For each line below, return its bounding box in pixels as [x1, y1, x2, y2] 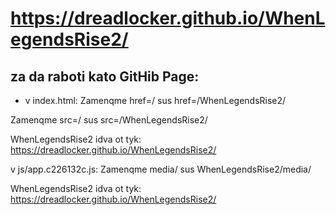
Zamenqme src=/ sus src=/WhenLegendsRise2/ [10, 114, 208, 126]
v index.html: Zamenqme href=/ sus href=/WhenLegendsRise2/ [24, 95, 287, 106]
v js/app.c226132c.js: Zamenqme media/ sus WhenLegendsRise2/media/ [10, 163, 312, 175]
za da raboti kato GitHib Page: [10, 68, 200, 85]
